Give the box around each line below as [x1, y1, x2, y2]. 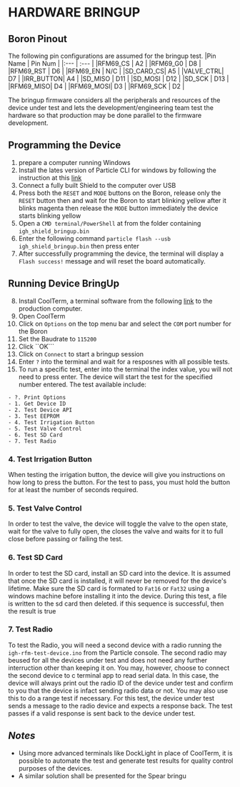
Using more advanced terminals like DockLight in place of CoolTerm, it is [18, 748, 233, 757]
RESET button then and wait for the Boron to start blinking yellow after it [18, 196, 227, 204]
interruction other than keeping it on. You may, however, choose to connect [8, 663, 230, 672]
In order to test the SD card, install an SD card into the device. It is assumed [8, 568, 231, 577]
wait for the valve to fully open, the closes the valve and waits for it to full [8, 527, 224, 536]
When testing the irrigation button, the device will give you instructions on [8, 470, 226, 478]
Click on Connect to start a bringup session [18, 349, 144, 358]
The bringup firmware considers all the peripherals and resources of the [8, 96, 221, 104]
